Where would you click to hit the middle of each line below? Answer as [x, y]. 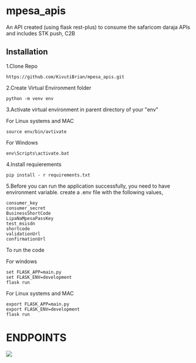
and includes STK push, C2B [40, 33]
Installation [27, 52]
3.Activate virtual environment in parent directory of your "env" [82, 109]
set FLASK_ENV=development [39, 277]
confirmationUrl [26, 239]
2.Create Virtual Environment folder [49, 88]
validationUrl [23, 234]
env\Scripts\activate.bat [38, 153]
